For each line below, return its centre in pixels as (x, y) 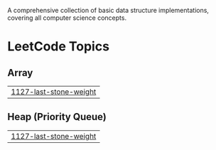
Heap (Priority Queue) (57, 117)
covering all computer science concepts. (67, 18)
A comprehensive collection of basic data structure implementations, (108, 10)
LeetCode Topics (59, 47)
